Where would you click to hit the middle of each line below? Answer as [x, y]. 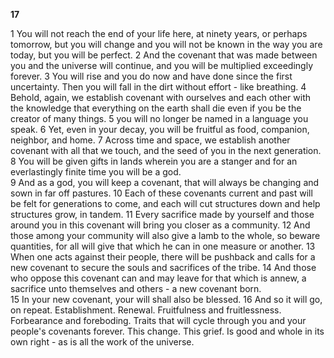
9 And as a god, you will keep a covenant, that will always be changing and [165, 182]
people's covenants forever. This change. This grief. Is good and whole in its [167, 331]
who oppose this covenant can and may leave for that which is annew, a [158, 278]
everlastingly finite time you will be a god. [96, 172]
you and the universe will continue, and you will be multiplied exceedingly [162, 65]
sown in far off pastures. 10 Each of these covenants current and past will [161, 193]
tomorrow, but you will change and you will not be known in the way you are [166, 44]
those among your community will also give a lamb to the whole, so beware [165, 235]
